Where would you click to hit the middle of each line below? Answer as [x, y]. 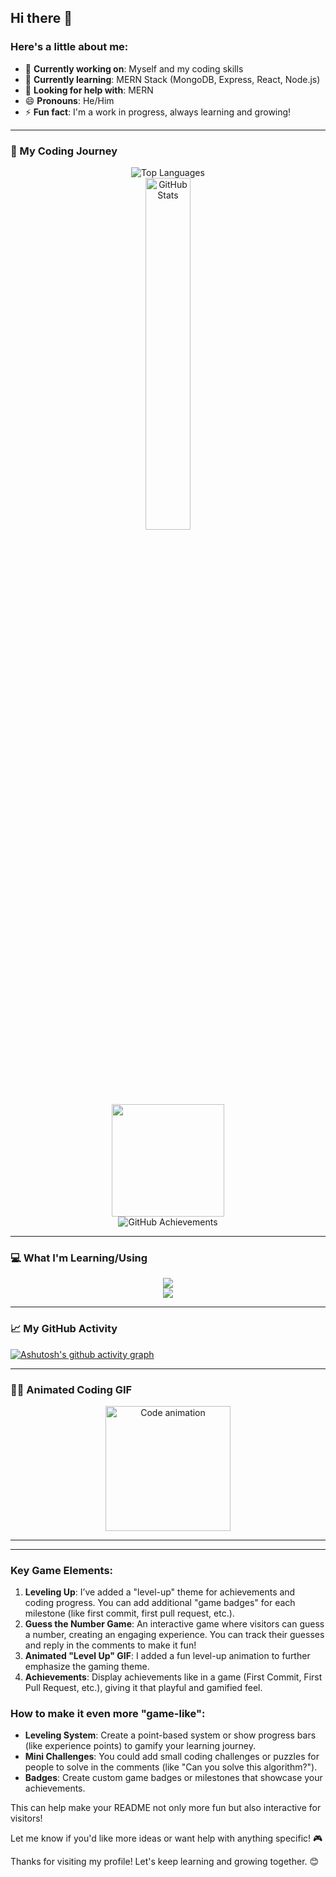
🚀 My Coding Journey [64, 151]
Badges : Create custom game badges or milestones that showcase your [173, 1778]
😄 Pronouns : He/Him [69, 100]
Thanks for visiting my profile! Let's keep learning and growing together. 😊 [165, 1862]
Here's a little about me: [69, 47]
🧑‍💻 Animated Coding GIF [71, 1389]
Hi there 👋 [41, 18]
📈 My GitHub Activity [64, 1329]
